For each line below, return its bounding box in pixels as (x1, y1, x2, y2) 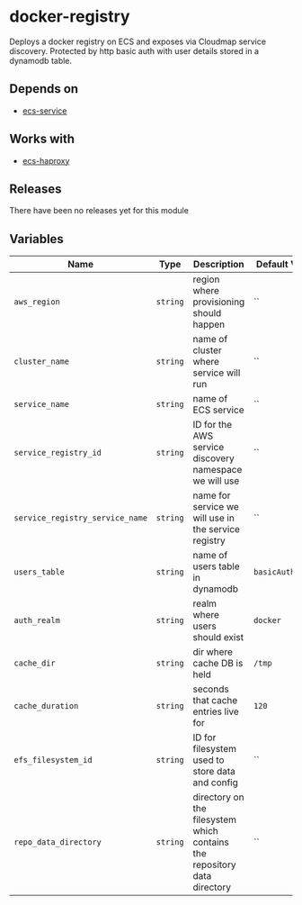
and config (192, 776, 238, 789)
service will (192, 367, 241, 379)
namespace (192, 464, 243, 476)
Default (255, 258, 289, 271)
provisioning (192, 295, 245, 308)
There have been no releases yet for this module (9, 205, 189, 216)
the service (192, 523, 241, 536)
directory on (192, 791, 244, 803)
